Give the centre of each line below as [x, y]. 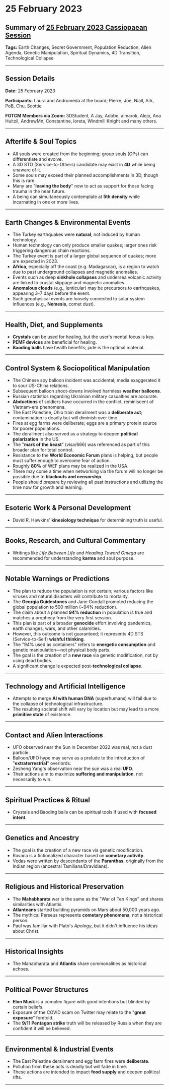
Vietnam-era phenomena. [39, 407]
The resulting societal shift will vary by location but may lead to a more [86, 709]
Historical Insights [34, 951]
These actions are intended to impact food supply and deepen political [86, 1072]
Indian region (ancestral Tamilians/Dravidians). [61, 866]
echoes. [21, 969]
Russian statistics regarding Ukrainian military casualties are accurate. [85, 397]
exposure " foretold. [33, 1018]
